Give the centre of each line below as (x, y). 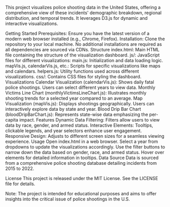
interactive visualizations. (32, 23)
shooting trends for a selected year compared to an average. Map (74, 98)
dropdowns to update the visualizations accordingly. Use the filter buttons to (85, 147)
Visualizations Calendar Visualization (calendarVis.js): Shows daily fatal (80, 82)
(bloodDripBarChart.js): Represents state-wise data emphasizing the (77, 114)
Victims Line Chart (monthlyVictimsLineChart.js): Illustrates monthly (76, 93)
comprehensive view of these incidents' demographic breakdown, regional (83, 13)
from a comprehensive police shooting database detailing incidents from (81, 163)
